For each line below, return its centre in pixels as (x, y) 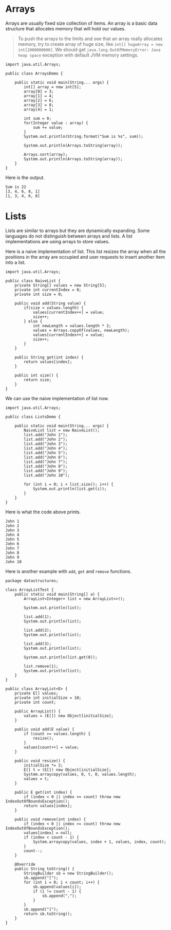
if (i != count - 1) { (57, 891)
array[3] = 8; (39, 105)
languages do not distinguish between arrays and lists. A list (69, 236)
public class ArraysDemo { (34, 73)
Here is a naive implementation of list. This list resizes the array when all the (85, 251)
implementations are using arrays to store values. (58, 241)
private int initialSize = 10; (48, 698)
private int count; (35, 702)
